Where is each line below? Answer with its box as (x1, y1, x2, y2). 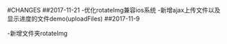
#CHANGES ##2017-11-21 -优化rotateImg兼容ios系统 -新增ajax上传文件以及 (7, 6, 221, 14)
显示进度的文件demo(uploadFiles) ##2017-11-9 (7, 14, 140, 23)
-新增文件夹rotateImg (7, 30, 68, 37)
